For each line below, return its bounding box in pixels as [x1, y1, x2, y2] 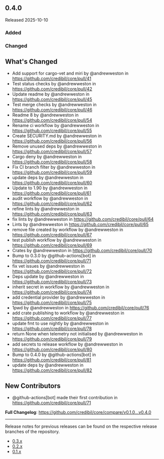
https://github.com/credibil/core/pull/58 [12, 159, 92, 165]
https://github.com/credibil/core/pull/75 [12, 300, 92, 306]
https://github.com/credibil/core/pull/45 [12, 97, 92, 102]
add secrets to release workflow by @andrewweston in [12, 341, 123, 347]
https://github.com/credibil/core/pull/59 [12, 169, 92, 176]
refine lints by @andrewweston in [12, 206, 80, 212]
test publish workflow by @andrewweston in [12, 237, 102, 243]
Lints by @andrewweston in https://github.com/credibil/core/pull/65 [12, 222, 149, 228]
